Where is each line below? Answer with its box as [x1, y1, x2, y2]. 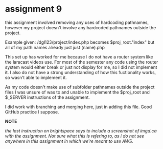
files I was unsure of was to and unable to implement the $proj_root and [5, 89, 150, 95]
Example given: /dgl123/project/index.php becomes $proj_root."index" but [5, 39, 155, 45]
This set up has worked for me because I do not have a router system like [5, 54, 153, 59]
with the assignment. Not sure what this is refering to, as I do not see [5, 133, 144, 139]
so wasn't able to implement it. [5, 74, 67, 80]
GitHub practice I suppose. [5, 109, 59, 115]
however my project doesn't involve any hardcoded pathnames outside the [5, 24, 156, 30]
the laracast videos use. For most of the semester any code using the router [5, 59, 158, 65]
